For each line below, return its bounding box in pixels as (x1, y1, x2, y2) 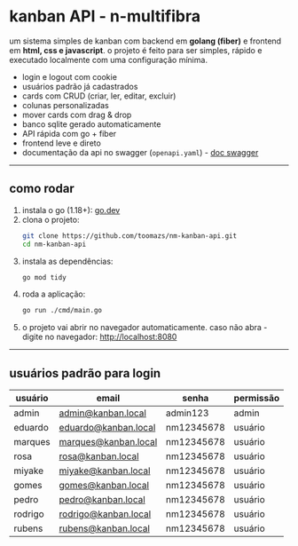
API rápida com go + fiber (21, 128, 117, 138)
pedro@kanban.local (59, 494, 146, 506)
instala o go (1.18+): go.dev (21, 204, 121, 215)
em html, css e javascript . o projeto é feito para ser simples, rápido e (9, 44, 263, 55)
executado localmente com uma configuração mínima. (9, 54, 208, 65)
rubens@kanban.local (59, 522, 151, 534)
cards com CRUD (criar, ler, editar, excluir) (21, 91, 176, 101)
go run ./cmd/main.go (21, 306, 102, 315)
